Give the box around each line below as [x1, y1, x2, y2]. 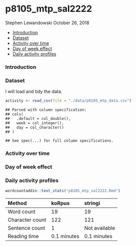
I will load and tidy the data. [5, 89, 62, 95]
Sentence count [8, 225, 45, 232]
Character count [8, 216, 46, 223]
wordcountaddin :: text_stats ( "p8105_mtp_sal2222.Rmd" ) [5, 189, 121, 194]
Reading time [8, 233, 39, 240]
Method [8, 200, 27, 207]
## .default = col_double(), [5, 116, 71, 121]
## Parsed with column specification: [5, 107, 87, 112]
